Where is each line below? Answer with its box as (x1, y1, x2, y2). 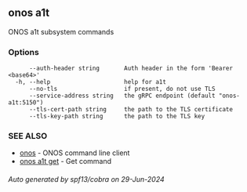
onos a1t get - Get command (19, 157, 112, 166)
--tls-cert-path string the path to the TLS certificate (28, 106, 234, 114)
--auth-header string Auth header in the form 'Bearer (28, 64, 234, 73)
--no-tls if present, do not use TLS (28, 85, 216, 93)
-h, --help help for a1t (15, 78, 167, 86)
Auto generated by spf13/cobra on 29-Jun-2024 (8, 175, 165, 183)
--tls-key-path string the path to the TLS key (28, 113, 205, 121)
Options (8, 46, 39, 57)
